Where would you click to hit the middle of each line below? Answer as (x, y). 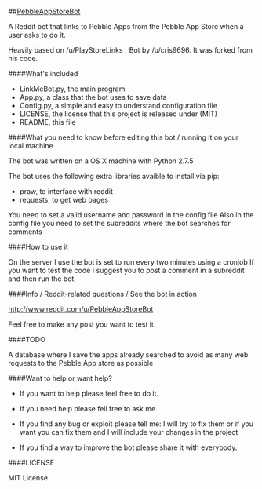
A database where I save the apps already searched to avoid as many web (128, 355)
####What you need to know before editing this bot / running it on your (124, 137)
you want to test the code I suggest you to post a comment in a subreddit (126, 270)
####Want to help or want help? (60, 378)
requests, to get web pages (64, 200)
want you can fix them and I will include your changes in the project (129, 432)
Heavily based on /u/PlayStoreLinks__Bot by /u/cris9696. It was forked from (130, 50)
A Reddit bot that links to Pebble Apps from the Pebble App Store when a (126, 26)
